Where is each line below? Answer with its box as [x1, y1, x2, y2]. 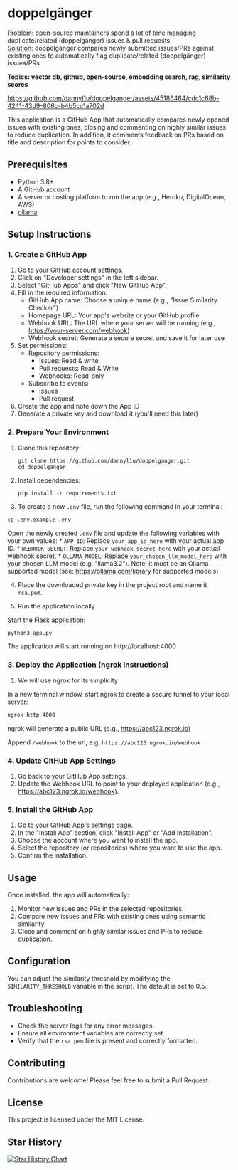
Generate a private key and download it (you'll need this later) [17, 409, 199, 418]
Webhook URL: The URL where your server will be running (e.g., [28, 319, 216, 327]
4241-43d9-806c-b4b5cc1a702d [7, 101, 104, 110]
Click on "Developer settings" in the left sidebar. [17, 273, 158, 282]
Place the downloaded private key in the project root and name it [17, 580, 207, 589]
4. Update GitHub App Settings [7, 756, 116, 766]
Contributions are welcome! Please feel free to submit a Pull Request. [7, 1076, 210, 1085]
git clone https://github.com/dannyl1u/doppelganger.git [17, 457, 190, 464]
